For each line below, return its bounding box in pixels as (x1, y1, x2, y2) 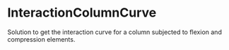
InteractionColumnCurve (7, 5, 157, 21)
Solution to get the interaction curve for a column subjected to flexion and (7, 28, 223, 36)
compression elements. (7, 35, 76, 43)
